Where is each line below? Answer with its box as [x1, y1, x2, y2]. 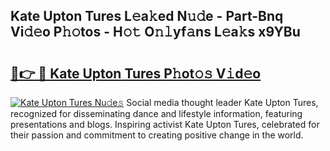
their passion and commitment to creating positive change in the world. [10, 129, 304, 141]
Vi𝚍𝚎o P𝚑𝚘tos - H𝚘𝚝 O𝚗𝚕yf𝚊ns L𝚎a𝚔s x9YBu [10, 24, 301, 41]
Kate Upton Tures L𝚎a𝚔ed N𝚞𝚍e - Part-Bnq [10, 8, 284, 25]
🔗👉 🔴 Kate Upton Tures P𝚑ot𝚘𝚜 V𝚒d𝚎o [10, 65, 262, 82]
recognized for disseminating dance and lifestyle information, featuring [10, 108, 303, 119]
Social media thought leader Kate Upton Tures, [126, 97, 319, 108]
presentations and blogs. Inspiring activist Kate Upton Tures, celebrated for [10, 119, 320, 130]
